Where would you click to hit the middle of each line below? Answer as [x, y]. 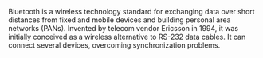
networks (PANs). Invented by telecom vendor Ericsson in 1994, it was [124, 28]
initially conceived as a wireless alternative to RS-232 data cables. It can [127, 37]
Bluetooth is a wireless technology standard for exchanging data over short [131, 12]
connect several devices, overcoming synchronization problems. [114, 45]
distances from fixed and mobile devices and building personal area [120, 20]
